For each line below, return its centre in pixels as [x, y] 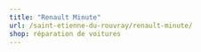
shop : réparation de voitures [65, 33]
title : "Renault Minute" [55, 17]
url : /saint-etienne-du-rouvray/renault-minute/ [101, 26]
